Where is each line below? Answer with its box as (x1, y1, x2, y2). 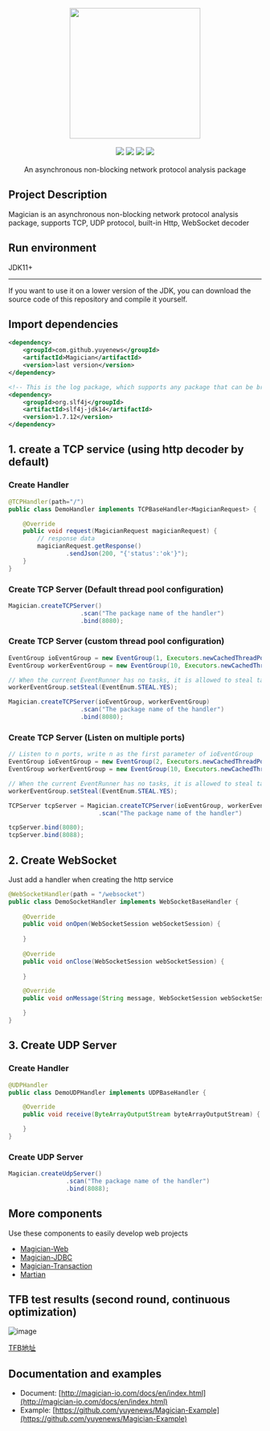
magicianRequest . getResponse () (37, 542, 142, 551)
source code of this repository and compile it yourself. (8, 294, 187, 304)
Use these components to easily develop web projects (8, 1228, 189, 1238)
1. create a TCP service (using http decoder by (8, 443, 244, 457)
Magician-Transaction (19, 1261, 92, 1270)
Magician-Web (19, 1244, 69, 1253)
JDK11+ (8, 262, 34, 272)
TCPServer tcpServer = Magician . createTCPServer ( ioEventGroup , (8, 802, 225, 810)
